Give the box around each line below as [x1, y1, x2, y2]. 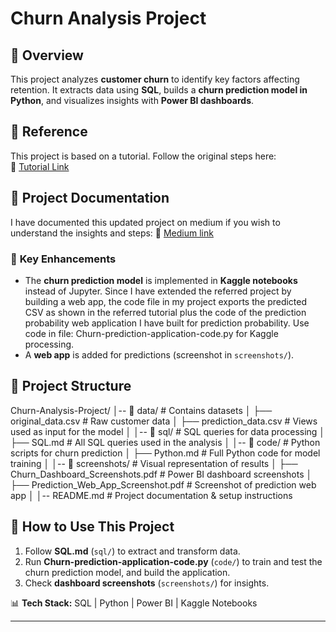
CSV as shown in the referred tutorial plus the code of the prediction [24, 306, 307, 318]
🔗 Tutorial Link [10, 160, 70, 172]
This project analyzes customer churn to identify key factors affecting [10, 73, 300, 85]
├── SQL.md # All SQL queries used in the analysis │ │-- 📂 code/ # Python [10, 436, 321, 448]
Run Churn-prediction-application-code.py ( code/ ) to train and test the [24, 555, 323, 567]
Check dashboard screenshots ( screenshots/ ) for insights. [24, 577, 270, 589]
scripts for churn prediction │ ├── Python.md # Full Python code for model [10, 447, 321, 459]
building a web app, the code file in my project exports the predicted [24, 295, 308, 307]
